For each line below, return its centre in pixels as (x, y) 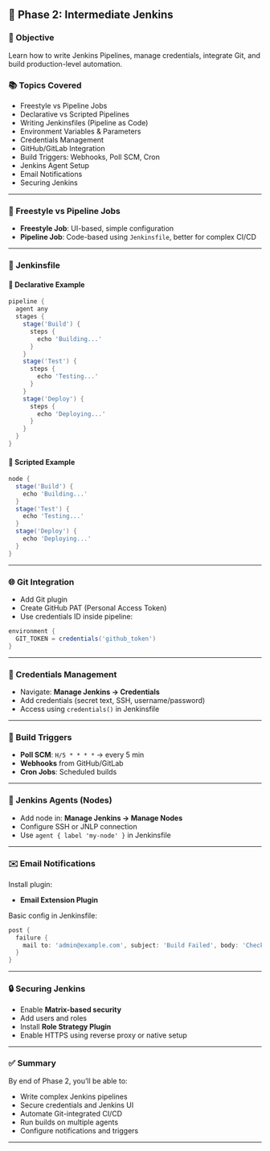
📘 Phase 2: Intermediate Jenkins (91, 15)
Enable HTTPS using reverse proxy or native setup (103, 1035)
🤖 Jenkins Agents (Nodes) (60, 800)
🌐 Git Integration (41, 582)
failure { (32, 938)
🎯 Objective (31, 38)
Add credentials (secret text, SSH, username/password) (112, 700)
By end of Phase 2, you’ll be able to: (68, 1081)
